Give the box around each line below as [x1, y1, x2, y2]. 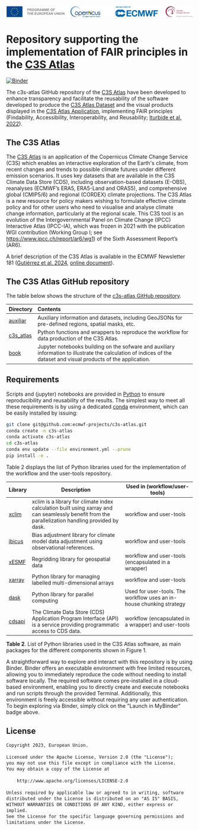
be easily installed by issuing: [6, 409, 78, 416]
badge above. [6, 709, 40, 716]
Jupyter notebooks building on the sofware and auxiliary [37, 343, 175, 350]
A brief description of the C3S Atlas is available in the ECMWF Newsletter [6, 253, 185, 260]
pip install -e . [6, 453, 49, 459]
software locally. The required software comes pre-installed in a [6, 677, 162, 685]
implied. [6, 807, 28, 814]
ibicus [8, 538, 24, 545]
